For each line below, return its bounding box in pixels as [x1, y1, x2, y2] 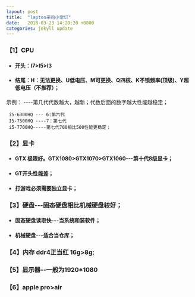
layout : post [6, 8, 39, 15]
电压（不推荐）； [20, 84, 59, 91]
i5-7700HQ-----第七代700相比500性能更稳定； [8, 124, 111, 130]
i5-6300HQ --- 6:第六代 [8, 112, 65, 117]
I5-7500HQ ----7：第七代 [8, 117, 67, 124]
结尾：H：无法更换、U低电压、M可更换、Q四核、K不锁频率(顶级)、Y [14, 77, 184, 84]
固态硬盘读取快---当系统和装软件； [14, 217, 101, 224]
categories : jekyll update [6, 25, 73, 32]
